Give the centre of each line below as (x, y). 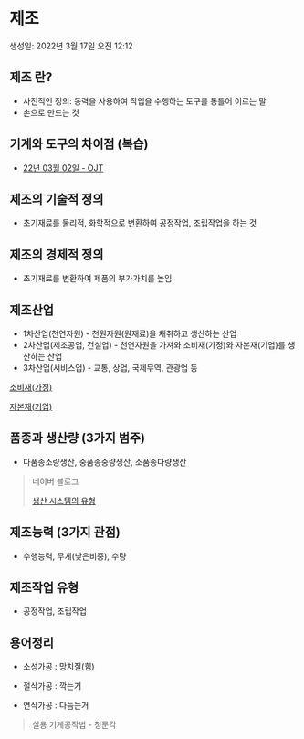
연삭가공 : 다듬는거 (56, 705)
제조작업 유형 (44, 588)
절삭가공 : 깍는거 (52, 686)
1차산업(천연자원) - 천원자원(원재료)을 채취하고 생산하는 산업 (130, 333)
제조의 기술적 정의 (57, 199)
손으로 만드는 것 (51, 112)
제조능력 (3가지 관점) (65, 532)
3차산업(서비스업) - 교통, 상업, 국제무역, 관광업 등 (110, 368)
